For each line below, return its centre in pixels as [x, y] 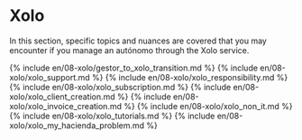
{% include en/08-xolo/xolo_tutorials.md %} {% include [112, 116]
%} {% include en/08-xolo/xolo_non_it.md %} [208, 106]
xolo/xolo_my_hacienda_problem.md [77, 125]
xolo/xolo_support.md [50, 77]
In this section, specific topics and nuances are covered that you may [138, 41]
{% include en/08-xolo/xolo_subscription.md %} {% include [120, 87]
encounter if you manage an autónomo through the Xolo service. [129, 50]
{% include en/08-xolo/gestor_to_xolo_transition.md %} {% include [134, 68]
